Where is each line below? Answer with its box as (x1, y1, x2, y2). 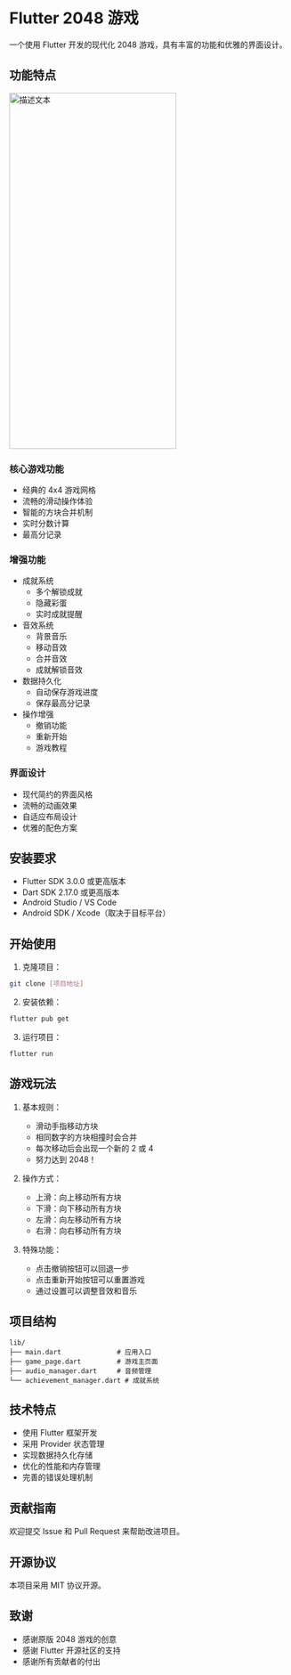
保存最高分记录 (35, 698, 91, 709)
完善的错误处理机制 (21, 1472, 93, 1483)
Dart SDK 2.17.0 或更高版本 (21, 887, 120, 898)
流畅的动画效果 (21, 800, 77, 810)
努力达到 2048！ (35, 1154, 97, 1165)
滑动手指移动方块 (35, 1120, 99, 1131)
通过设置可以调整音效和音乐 (35, 1285, 138, 1296)
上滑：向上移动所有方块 (35, 1191, 122, 1202)
